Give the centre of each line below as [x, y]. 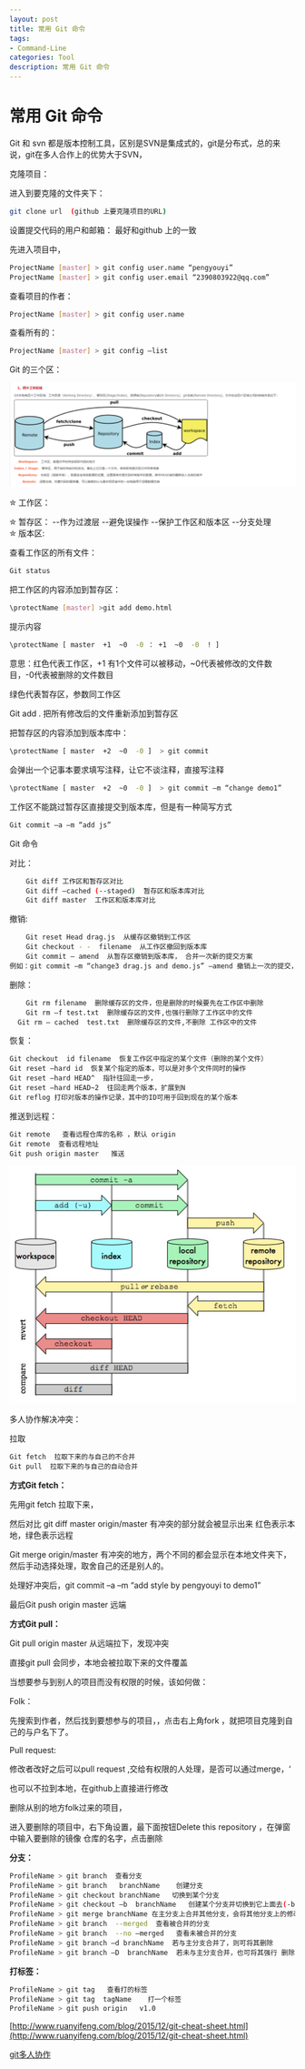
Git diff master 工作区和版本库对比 [91, 901]
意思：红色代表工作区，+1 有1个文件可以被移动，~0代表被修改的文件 [137, 663]
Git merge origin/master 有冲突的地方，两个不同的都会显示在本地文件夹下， [151, 1554]
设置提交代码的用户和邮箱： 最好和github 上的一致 [103, 230]
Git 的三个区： [36, 369]
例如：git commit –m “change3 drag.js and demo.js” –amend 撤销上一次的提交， [153, 966]
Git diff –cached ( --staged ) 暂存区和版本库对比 [115, 891]
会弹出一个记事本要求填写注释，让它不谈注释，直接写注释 [117, 770]
